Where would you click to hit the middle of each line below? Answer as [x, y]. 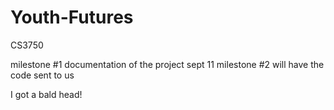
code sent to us [42, 75]
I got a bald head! [46, 94]
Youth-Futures [72, 17]
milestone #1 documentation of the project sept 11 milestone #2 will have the [167, 64]
